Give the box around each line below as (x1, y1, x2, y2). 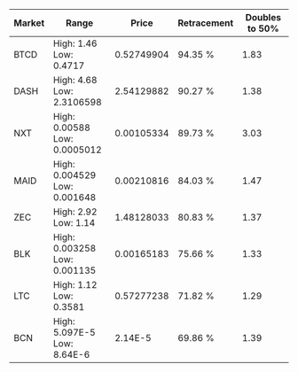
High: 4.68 (52, 74, 98, 86)
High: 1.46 (52, 37, 98, 50)
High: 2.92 (52, 205, 98, 218)
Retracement (176, 17, 234, 29)
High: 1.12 (52, 279, 98, 291)
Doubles (245, 12, 282, 23)
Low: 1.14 (52, 217, 96, 229)
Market (13, 17, 45, 29)
